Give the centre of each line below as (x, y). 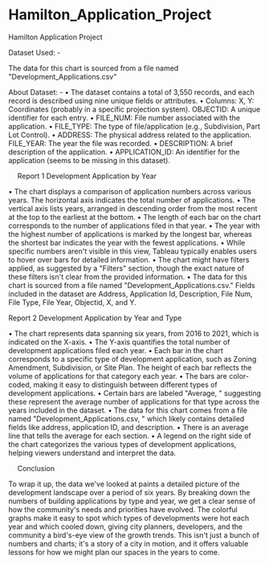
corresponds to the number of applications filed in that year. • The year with (134, 226)
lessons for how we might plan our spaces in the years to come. (114, 552)
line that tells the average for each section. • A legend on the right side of (130, 436)
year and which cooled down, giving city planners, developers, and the (126, 526)
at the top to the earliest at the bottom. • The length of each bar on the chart (134, 217)
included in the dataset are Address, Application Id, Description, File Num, (130, 294)
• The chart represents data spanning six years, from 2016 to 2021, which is (134, 333)
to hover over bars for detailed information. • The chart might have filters (129, 259)
